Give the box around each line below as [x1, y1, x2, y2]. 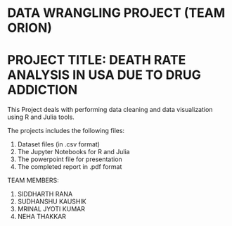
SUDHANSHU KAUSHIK [17, 197, 86, 206]
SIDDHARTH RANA [17, 190, 73, 199]
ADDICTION [7, 82, 78, 98]
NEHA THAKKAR [17, 213, 67, 221]
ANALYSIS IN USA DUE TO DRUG [7, 67, 202, 83]
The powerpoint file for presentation [17, 155, 123, 163]
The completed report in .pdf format [17, 163, 122, 171]
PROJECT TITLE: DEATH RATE [7, 52, 186, 68]
